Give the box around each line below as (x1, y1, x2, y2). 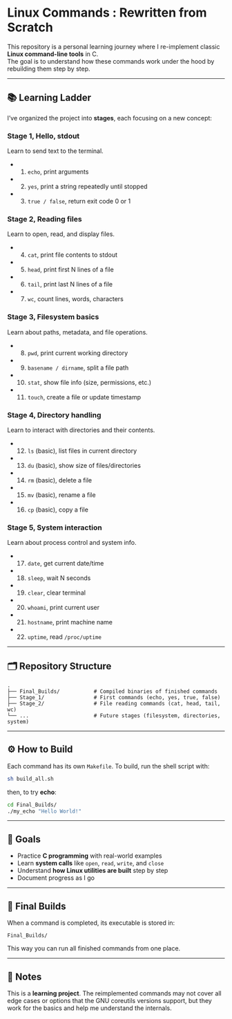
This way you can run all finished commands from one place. (7, 944, 181, 953)
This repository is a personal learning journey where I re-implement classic (7, 42, 220, 51)
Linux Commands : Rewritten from (7, 5, 207, 21)
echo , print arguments (27, 168, 89, 176)
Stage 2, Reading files (7, 214, 82, 224)
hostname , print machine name (27, 618, 113, 626)
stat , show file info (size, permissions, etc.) (27, 378, 152, 386)
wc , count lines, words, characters (27, 295, 124, 303)
